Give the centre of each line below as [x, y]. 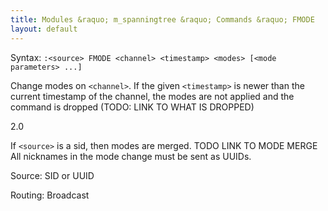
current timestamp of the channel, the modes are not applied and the [152, 96]
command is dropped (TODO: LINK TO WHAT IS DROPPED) [132, 107]
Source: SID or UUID [52, 175]
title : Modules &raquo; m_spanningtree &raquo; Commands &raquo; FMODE [162, 19]
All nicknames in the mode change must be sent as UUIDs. [131, 156]
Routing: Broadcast [50, 195]
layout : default [44, 29]
